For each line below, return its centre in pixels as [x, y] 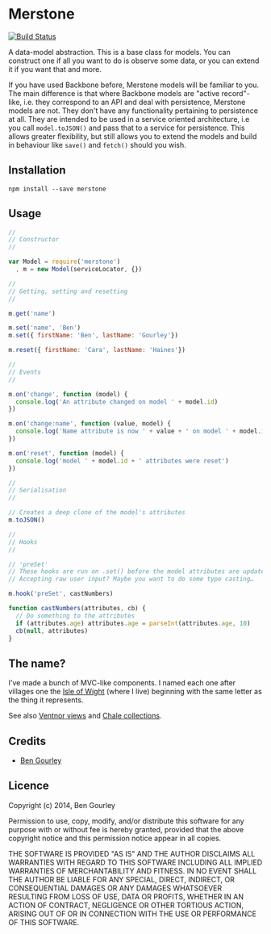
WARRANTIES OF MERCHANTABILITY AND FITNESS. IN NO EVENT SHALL [133, 871]
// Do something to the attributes [75, 616]
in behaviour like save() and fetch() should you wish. [98, 144]
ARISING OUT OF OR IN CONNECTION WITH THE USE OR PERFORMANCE [132, 914]
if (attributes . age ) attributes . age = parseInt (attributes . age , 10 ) [133, 623]
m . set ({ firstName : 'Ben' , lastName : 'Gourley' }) [94, 336]
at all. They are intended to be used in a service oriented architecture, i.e [129, 119]
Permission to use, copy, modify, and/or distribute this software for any [126, 821]
